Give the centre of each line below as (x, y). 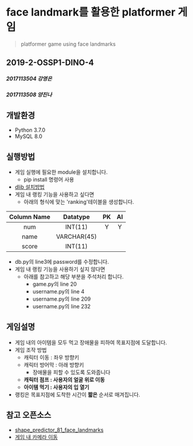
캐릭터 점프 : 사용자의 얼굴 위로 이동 (64, 379)
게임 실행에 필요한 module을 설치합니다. (61, 172)
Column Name (30, 217)
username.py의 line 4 (58, 291)
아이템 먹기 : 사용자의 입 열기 (56, 387)
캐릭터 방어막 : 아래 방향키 (54, 364)
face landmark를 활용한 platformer (91, 12)
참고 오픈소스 (29, 415)
